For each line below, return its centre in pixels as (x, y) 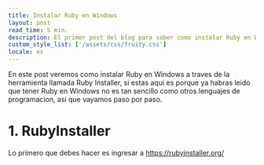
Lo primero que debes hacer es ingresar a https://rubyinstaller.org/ (116, 152)
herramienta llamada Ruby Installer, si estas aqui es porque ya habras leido (129, 82)
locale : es (26, 52)
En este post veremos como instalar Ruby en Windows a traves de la (119, 74)
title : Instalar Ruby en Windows (63, 15)
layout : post (29, 23)
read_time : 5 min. (38, 30)
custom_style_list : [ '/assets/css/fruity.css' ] (88, 45)
